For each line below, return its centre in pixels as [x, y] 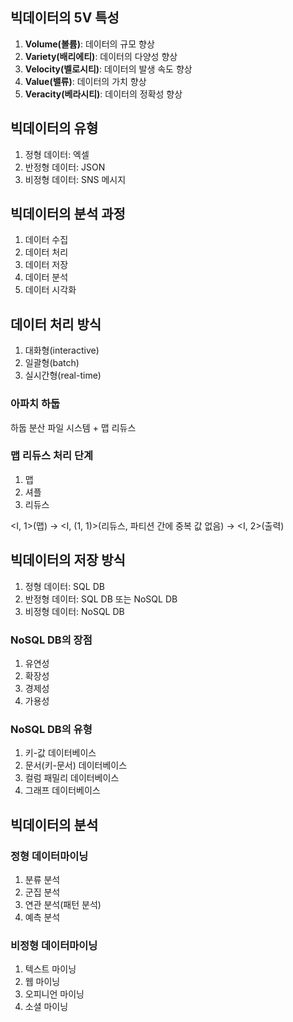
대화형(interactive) [62, 350]
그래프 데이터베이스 [62, 790]
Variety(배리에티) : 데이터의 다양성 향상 [101, 56]
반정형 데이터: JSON [65, 167]
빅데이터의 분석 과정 [68, 214]
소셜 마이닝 [46, 1007]
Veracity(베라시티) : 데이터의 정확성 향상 [103, 94]
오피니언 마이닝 [54, 994]
